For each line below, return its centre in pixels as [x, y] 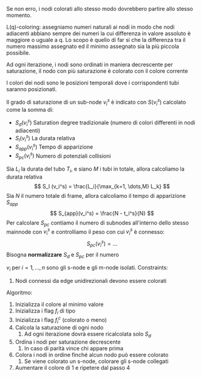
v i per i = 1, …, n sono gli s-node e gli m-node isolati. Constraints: [87, 268]
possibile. [18, 53]
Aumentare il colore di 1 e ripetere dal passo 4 [73, 368]
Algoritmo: [19, 293]
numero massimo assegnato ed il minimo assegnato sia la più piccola [93, 46]
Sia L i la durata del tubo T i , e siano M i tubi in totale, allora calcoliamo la [96, 170]
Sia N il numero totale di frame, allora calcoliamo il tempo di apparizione [96, 196]
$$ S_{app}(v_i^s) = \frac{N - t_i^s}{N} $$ [102, 213]
